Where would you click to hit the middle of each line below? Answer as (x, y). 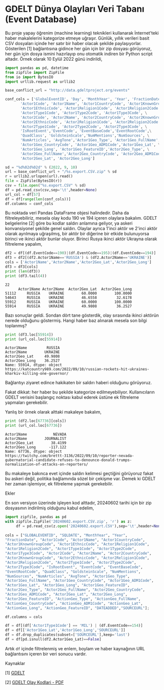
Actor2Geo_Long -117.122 (36, 447)
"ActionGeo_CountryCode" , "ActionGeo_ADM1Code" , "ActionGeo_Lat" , (74, 603)
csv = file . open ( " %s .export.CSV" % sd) (46, 185)
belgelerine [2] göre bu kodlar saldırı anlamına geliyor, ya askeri (69, 223)
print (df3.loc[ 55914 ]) (29, 334)
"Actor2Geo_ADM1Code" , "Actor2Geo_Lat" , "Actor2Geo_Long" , (66, 595)
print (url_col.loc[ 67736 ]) (34, 426)
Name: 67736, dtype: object (34, 452)
